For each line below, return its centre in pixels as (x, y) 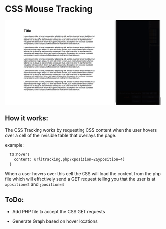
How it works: (27, 118)
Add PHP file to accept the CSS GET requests (59, 212)
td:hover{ (20, 155)
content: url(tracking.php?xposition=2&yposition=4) (69, 160)
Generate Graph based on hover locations (55, 221)
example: (14, 145)
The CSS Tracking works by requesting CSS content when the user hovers (81, 130)
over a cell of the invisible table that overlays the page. (61, 135)
